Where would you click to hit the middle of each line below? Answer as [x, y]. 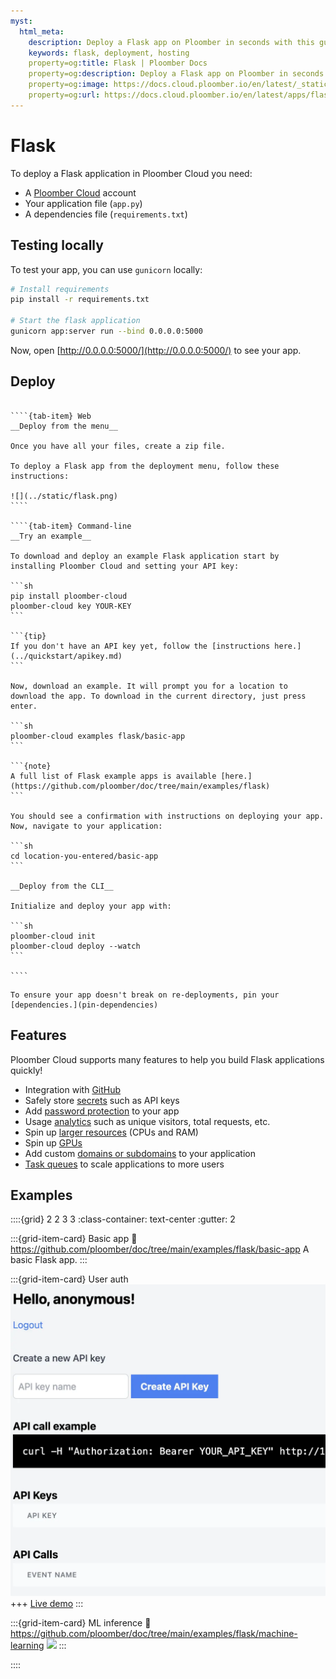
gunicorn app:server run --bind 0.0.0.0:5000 [106, 331]
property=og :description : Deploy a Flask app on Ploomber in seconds [176, 74]
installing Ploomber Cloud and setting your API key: [125, 566]
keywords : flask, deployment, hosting [109, 53]
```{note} [31, 766]
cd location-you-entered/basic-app [84, 856]
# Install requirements [60, 289]
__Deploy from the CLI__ [62, 886]
